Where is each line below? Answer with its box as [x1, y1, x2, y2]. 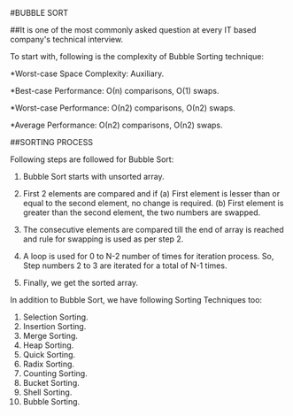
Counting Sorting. [22, 368, 88, 379]
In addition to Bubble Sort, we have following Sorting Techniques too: [10, 295, 263, 304]
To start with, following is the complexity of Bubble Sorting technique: [10, 51, 265, 61]
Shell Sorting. [22, 387, 73, 397]
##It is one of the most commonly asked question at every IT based [10, 25, 257, 35]
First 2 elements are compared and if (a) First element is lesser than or [22, 189, 281, 198]
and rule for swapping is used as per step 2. [22, 234, 184, 244]
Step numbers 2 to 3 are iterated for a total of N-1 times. [22, 260, 227, 271]
